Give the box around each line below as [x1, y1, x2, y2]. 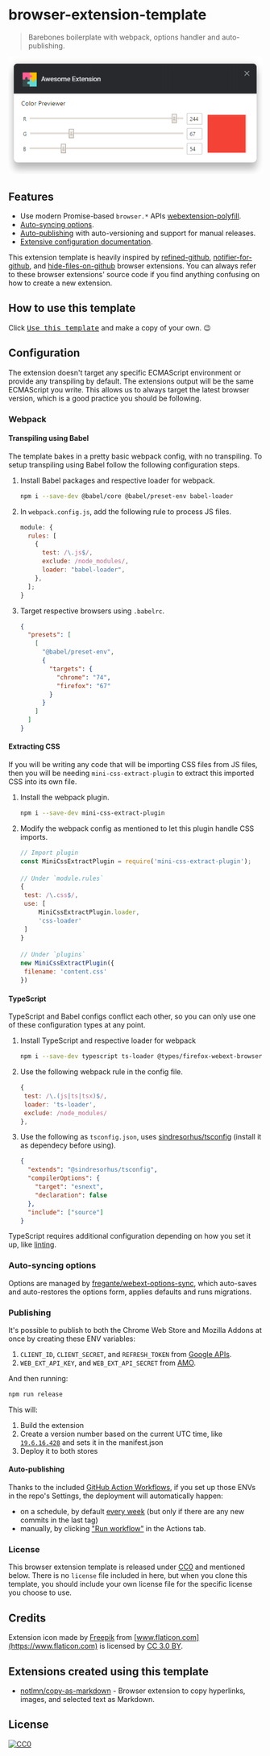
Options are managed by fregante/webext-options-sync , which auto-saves [8, 1278, 257, 1288]
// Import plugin [19, 849, 79, 857]
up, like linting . [8, 1239, 57, 1250]
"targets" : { [49, 665, 93, 673]
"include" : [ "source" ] [27, 1208, 104, 1216]
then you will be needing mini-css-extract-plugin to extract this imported [8, 768, 255, 778]
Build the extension [19, 1420, 85, 1430]
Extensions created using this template [8, 1664, 210, 1678]
